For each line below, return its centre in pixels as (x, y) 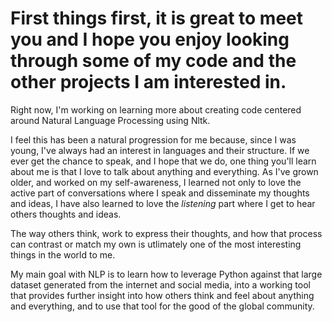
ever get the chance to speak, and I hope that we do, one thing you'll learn (163, 161)
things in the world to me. (63, 254)
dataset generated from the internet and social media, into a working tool (160, 284)
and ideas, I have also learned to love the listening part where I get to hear (163, 203)
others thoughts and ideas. (66, 214)
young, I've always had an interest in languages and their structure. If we (160, 150)
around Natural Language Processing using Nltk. (110, 120)
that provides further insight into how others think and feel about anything (162, 295)
